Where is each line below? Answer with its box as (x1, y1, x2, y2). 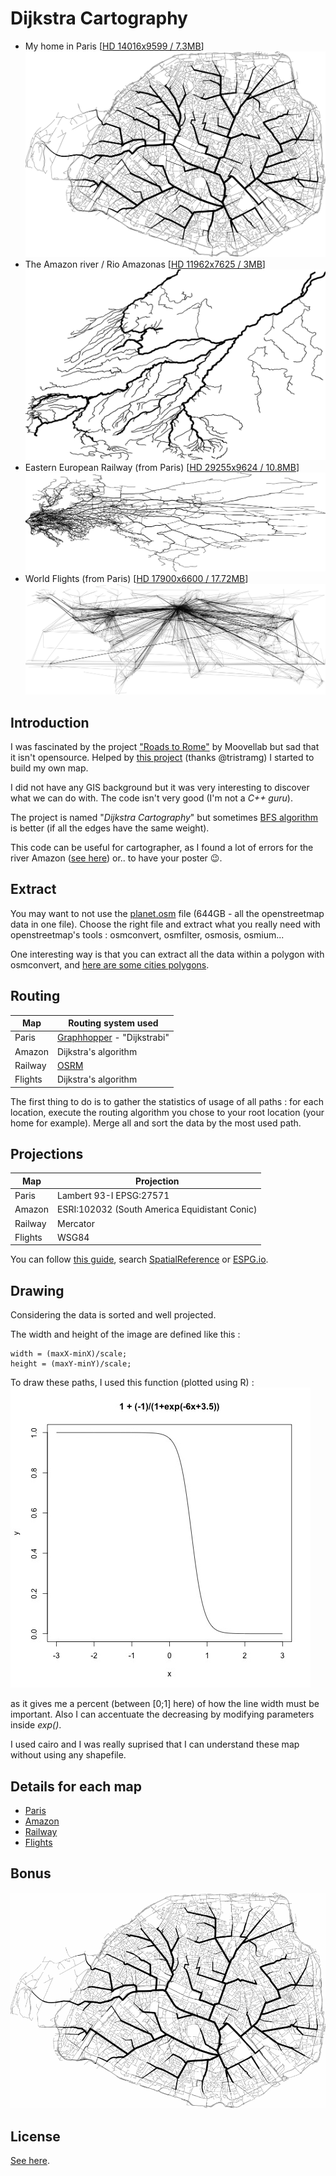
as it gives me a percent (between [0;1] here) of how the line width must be (10, 1698, 320, 1710)
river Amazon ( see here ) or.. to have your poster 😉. (10, 852, 223, 864)
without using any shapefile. (10, 1749, 127, 1761)
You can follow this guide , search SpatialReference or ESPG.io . (10, 1253, 269, 1266)
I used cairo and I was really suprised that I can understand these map (10, 1738, 300, 1751)
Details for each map (10, 1778, 142, 1795)
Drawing (10, 1282, 65, 1299)
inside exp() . (10, 1719, 62, 1731)
